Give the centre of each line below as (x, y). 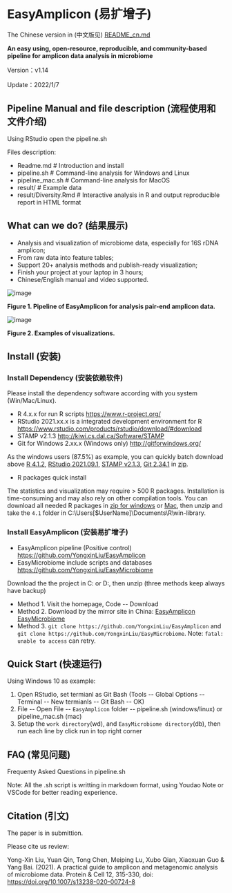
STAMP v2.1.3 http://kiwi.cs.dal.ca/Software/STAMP (90, 436)
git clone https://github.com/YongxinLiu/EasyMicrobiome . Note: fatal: (120, 633)
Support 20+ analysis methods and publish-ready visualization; (107, 265)
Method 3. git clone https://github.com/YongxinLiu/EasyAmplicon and (119, 626)
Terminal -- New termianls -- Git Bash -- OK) (81, 702)
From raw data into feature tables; (65, 257)
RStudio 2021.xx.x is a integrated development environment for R (109, 422)
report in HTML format (49, 202)
